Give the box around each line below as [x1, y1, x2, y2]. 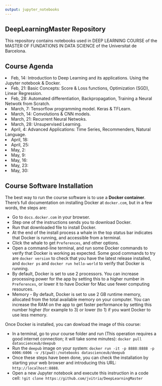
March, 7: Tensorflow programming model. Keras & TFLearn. [11, 106, 132, 112]
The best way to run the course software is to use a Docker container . [5, 195, 146, 201]
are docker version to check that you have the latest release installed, [12, 255, 151, 262]
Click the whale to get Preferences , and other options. [12, 240, 119, 246]
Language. [5, 132, 27, 138]
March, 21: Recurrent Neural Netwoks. [11, 116, 87, 122]
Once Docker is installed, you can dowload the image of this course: [5, 322, 141, 327]
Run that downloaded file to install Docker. [12, 225, 97, 231]
